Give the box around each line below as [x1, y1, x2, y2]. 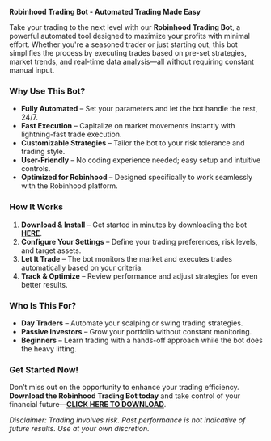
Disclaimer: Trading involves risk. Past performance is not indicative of [9, 415, 246, 425]
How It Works [9, 201, 64, 212]
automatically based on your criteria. [20, 262, 144, 272]
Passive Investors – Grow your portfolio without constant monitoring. [20, 326, 252, 336]
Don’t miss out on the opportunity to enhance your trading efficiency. [9, 383, 239, 393]
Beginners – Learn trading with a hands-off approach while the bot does [20, 335, 264, 345]
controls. [20, 164, 51, 174]
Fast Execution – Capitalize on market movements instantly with [20, 121, 235, 131]
